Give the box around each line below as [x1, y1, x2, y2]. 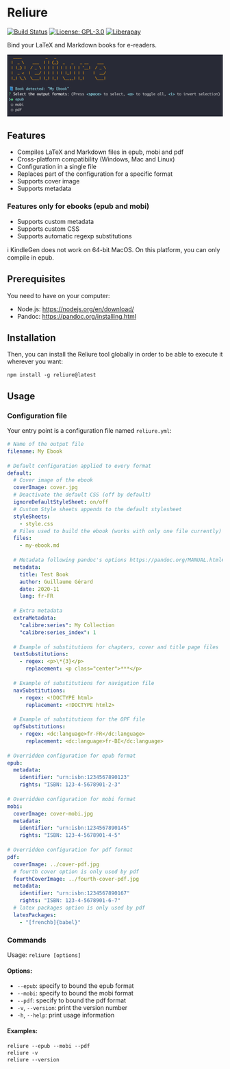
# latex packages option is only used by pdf [13, 905, 146, 912]
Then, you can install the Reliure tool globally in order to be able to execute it [7, 350, 223, 359]
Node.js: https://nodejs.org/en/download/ [16, 304, 135, 313]
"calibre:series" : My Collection [19, 622, 115, 629]
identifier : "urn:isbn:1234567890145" [19, 824, 130, 832]
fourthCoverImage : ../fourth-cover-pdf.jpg [13, 875, 139, 882]
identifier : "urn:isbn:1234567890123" [19, 774, 130, 781]
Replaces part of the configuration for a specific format [16, 170, 173, 178]
